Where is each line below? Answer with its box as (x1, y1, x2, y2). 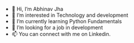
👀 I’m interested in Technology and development (11, 12, 129, 19)
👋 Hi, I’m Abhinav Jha (11, 6, 63, 12)
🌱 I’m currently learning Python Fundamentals (11, 18, 122, 24)
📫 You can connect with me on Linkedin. (11, 31, 111, 37)
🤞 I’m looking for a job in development (11, 24, 104, 31)
